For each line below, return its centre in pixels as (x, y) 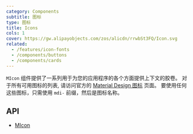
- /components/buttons (39, 55)
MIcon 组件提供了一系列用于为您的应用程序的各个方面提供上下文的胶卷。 (93, 78)
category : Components (33, 11)
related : (17, 44)
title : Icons (22, 28)
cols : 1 (16, 33)
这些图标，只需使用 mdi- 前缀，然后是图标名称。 (64, 92)
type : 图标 (19, 22)
